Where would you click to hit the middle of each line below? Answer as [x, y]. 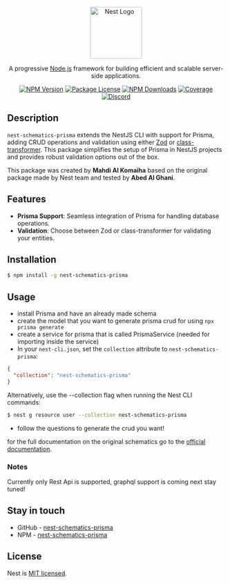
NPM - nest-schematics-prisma [62, 534]
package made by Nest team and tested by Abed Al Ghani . [91, 177]
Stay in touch [36, 511]
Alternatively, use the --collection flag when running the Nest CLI [100, 395]
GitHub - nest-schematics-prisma [65, 527]
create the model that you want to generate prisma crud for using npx [115, 321]
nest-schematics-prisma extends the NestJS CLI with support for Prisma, [111, 135]
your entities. [36, 237]
